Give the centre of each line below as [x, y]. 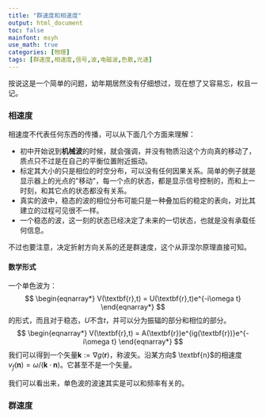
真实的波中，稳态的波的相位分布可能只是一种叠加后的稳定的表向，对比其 [137, 201]
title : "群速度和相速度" [45, 15]
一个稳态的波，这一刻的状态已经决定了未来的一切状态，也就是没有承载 [134, 220]
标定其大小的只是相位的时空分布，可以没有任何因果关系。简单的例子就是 [137, 171]
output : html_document [46, 23]
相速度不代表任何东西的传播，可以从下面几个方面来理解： [102, 135]
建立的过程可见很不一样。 [61, 211]
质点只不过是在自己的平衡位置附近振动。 [85, 161]
